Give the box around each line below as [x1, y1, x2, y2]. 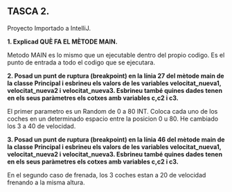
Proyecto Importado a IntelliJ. [7, 24, 91, 32]
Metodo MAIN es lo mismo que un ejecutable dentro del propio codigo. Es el [7, 51, 225, 59]
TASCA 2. [7, 6, 50, 17]
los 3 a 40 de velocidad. [7, 121, 76, 130]
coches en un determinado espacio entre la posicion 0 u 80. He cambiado [7, 114, 219, 123]
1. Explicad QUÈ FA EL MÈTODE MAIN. [7, 37, 118, 46]
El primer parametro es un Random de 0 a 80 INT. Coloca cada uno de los [7, 107, 218, 115]
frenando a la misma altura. [7, 178, 85, 186]
